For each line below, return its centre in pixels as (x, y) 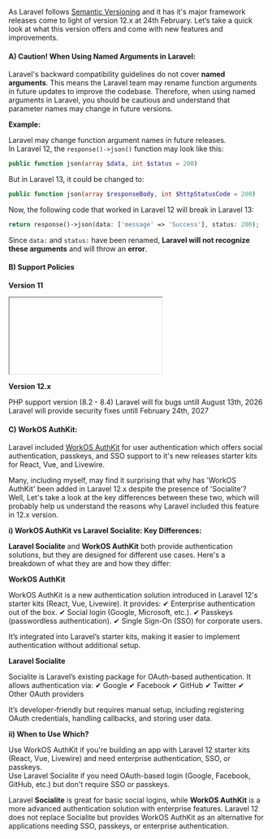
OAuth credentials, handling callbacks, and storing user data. (110, 719)
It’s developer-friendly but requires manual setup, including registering (126, 710)
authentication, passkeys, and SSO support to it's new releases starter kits (133, 456)
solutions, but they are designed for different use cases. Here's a (117, 555)
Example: (25, 124)
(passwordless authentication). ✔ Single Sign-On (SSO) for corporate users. (136, 621)
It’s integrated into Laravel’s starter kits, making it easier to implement (124, 637)
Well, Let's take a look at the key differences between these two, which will (134, 498)
